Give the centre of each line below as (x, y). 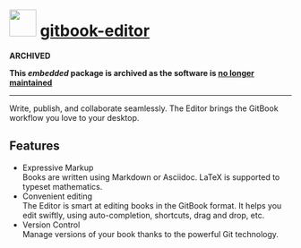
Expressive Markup (58, 167)
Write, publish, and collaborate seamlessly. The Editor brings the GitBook (144, 108)
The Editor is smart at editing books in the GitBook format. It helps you (152, 205)
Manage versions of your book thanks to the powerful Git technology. (150, 234)
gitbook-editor (95, 31)
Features (34, 146)
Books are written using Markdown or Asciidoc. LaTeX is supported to (151, 177)
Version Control (51, 225)
